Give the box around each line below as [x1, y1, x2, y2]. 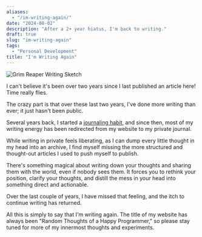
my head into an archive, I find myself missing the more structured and [6, 143, 183, 150]
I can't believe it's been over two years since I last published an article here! [6, 82, 196, 90]
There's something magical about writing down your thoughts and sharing [6, 161, 192, 169]
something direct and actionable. [6, 181, 89, 188]
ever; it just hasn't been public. [6, 107, 84, 114]
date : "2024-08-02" [6, 20, 56, 26]
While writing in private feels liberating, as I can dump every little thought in [6, 137, 195, 144]
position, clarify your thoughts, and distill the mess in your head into [6, 174, 176, 182]
